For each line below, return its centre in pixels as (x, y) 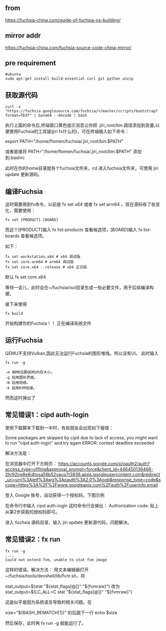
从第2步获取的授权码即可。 (33, 512)
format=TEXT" (19, 116)
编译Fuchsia (24, 192)
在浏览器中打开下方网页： (31, 463)
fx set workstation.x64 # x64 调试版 (43, 257)
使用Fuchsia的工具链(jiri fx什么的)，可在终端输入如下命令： (69, 132)
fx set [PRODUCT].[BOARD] (32, 220)
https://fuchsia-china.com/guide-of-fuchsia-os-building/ (63, 20)
